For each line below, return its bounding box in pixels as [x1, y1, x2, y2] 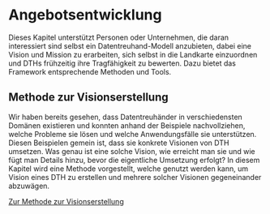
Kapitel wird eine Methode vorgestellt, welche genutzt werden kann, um [8, 164, 249, 173]
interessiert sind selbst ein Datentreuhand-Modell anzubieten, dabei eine [8, 41, 251, 50]
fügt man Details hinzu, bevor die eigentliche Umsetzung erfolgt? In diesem [8, 155, 260, 165]
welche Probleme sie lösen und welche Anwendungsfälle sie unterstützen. [8, 129, 257, 139]
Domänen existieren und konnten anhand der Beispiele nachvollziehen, [8, 120, 246, 131]
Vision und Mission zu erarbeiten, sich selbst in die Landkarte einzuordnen [8, 49, 258, 59]
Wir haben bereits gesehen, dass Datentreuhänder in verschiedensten [8, 112, 243, 122]
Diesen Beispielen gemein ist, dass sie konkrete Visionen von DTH [8, 138, 229, 148]
